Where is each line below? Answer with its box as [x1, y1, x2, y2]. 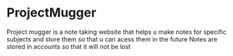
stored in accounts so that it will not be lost [6, 42, 131, 50]
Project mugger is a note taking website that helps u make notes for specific [6, 28, 227, 36]
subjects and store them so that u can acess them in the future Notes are [6, 35, 218, 43]
